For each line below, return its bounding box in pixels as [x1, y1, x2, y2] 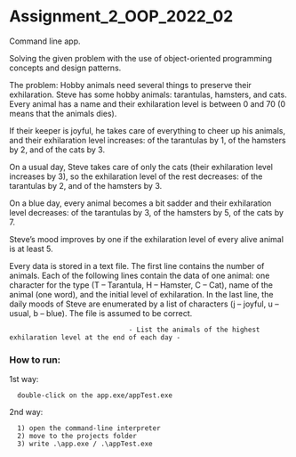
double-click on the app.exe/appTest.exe [17, 391, 173, 400]
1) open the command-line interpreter [17, 424, 162, 433]
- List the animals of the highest [128, 325, 260, 334]
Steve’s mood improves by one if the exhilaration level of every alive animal [9, 233, 284, 244]
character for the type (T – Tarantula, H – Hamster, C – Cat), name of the [9, 279, 274, 290]
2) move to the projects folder [17, 432, 138, 441]
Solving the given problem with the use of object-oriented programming [9, 53, 273, 63]
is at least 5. [9, 243, 53, 254]
